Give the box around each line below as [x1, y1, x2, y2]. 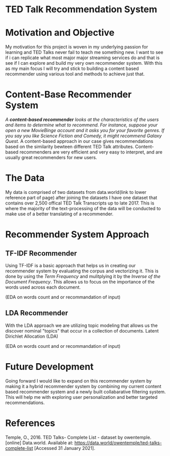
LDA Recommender [5, 309, 68, 317]
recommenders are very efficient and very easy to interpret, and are [19, 149, 162, 155]
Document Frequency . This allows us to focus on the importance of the [5, 279, 155, 285]
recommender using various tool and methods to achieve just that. [5, 71, 145, 77]
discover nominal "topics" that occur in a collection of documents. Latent [5, 327, 159, 334]
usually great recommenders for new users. [5, 155, 98, 161]
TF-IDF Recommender [5, 249, 78, 258]
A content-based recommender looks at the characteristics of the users [5, 116, 159, 123]
